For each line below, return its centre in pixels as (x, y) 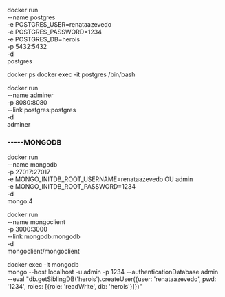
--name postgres (31, 17)
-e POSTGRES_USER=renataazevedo (60, 24)
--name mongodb (32, 165)
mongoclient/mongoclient (44, 252)
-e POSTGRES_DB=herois (44, 39)
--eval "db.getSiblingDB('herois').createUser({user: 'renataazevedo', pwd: (112, 279)
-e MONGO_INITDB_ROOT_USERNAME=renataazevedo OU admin (100, 179)
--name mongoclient (36, 222)
